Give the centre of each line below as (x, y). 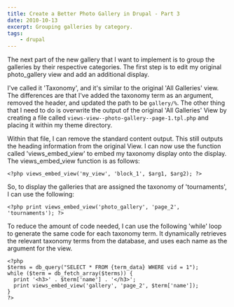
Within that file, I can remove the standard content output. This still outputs (115, 139)
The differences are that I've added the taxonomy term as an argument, (110, 96)
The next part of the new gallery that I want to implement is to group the (111, 59)
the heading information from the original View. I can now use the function (114, 146)
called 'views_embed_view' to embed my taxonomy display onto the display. (117, 154)
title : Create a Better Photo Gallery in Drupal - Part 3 (94, 14)
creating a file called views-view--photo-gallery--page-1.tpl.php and (108, 118)
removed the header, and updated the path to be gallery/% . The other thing (116, 103)
